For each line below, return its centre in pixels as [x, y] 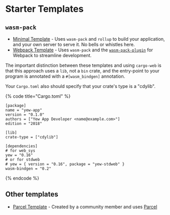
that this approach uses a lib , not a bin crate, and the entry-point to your [82, 71]
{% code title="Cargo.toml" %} [38, 96]
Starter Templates [45, 9]
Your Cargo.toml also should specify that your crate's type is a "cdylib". [80, 86]
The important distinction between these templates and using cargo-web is [83, 65]
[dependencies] [22, 146]
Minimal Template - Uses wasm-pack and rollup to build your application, [89, 39]
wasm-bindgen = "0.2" [28, 169]
